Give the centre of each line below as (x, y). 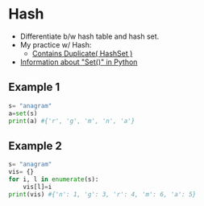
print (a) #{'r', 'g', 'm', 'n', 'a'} (72, 121)
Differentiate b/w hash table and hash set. (90, 36)
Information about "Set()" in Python (79, 62)
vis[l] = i (37, 187)
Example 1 (34, 87)
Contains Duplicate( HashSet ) (82, 53)
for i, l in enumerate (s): (54, 179)
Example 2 (35, 146)
